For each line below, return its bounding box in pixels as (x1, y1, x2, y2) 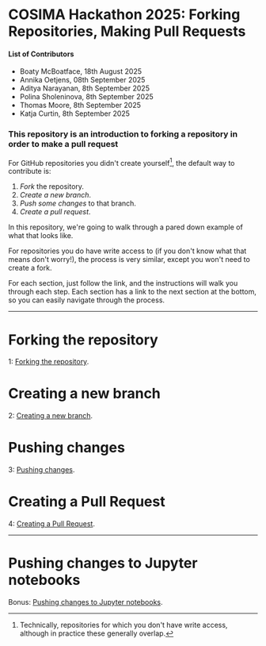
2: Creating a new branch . (8, 411, 93, 421)
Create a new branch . (19, 190, 92, 200)
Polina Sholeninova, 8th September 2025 (19, 92, 154, 102)
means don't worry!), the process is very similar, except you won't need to (8, 255, 251, 264)
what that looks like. (8, 231, 74, 240)
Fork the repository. (19, 182, 85, 191)
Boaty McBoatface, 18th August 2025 (19, 67, 142, 76)
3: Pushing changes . (8, 465, 75, 475)
